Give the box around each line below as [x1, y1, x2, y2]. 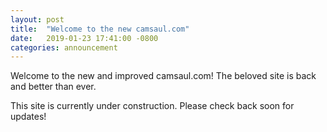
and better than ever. [10, 81, 97, 93]
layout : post [10, 14, 65, 25]
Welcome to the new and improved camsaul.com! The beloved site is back [10, 70, 317, 82]
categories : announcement [10, 42, 118, 53]
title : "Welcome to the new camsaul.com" [10, 24, 190, 34]
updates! [10, 111, 47, 123]
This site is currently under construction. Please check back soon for [10, 100, 295, 112]
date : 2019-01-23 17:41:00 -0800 [10, 33, 159, 43]
